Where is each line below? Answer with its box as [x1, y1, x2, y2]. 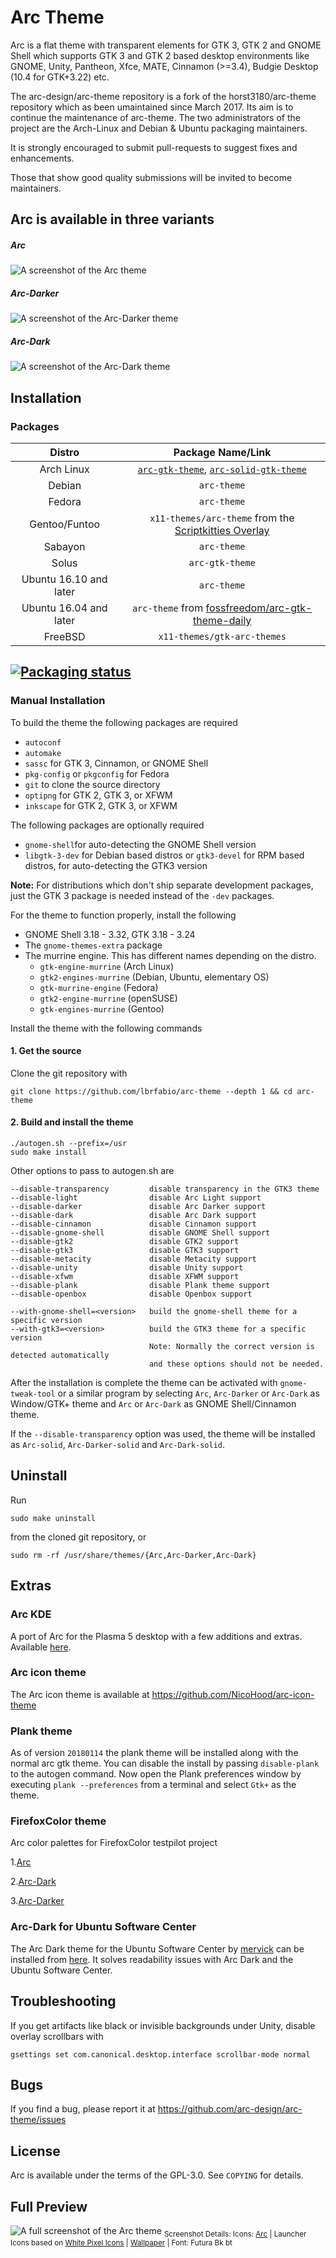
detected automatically [10, 1351, 110, 1361]
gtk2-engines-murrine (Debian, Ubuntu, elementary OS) [39, 971, 270, 983]
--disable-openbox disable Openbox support [10, 1289, 253, 1300]
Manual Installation [10, 694, 106, 708]
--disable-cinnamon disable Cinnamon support [10, 1219, 257, 1230]
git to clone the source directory [24, 778, 161, 790]
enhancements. [10, 152, 75, 164]
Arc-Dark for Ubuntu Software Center [10, 1920, 197, 1934]
